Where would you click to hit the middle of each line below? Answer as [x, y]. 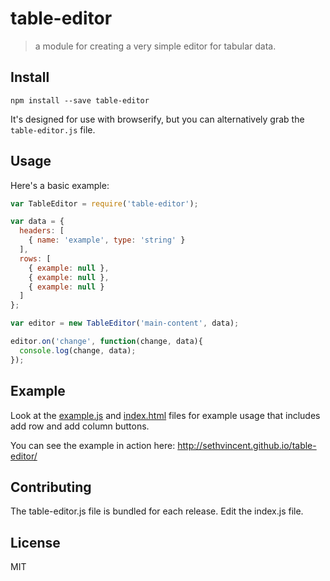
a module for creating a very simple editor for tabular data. [155, 46]
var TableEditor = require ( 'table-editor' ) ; [104, 203]
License [35, 542]
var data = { [37, 222]
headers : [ [42, 231]
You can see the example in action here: [93, 445]
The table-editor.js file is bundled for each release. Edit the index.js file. [157, 511]
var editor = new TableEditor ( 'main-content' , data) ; [125, 323]
